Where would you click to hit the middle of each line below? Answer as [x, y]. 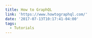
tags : [11, 23]
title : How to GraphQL [29, 10]
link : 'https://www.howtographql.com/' [46, 14]
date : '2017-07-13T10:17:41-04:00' [42, 19]
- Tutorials [22, 28]
